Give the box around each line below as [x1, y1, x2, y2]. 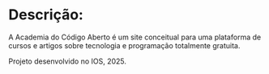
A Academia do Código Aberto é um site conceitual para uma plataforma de [8, 32, 262, 42]
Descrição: [8, 6, 83, 24]
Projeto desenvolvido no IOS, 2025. [8, 56, 127, 66]
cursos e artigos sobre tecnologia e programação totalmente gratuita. [8, 40, 241, 50]
